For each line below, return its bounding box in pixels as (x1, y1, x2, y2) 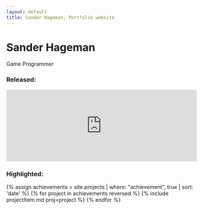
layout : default (6, 8, 47, 15)
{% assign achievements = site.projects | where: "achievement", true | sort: (6, 184, 193, 191)
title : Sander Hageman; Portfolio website (6, 14, 115, 21)
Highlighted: (6, 170, 43, 178)
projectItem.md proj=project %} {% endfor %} (6, 196, 121, 204)
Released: (6, 76, 36, 84)
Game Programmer (6, 60, 54, 68)
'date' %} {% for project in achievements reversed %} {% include (6, 190, 169, 197)
